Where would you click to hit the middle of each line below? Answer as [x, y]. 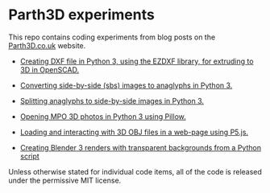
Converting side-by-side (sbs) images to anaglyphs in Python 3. [126, 85]
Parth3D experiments [81, 15]
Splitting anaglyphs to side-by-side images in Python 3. [112, 101]
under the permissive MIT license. [65, 180]
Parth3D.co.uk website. [47, 45]
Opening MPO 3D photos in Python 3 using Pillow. [103, 116]
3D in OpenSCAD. [49, 69]
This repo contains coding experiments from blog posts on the [112, 37]
